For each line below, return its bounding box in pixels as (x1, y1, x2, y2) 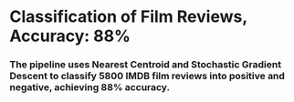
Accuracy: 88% (9, 25, 131, 46)
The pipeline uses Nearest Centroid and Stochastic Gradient (9, 58, 281, 71)
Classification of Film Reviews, (9, 6, 248, 27)
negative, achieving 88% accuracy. (9, 81, 171, 94)
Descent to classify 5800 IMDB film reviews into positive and (9, 70, 286, 83)
